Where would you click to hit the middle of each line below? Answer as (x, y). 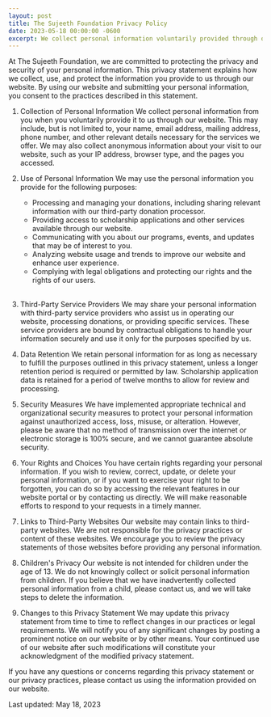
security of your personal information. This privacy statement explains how (133, 70)
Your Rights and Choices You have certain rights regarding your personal (141, 463)
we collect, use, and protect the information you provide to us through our (131, 78)
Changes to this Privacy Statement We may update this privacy (125, 613)
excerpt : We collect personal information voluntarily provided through (133, 38)
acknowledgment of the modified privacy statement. (107, 656)
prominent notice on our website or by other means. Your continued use (140, 639)
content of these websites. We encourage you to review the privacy (132, 539)
